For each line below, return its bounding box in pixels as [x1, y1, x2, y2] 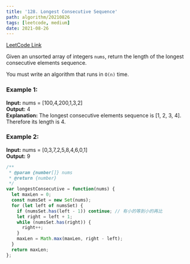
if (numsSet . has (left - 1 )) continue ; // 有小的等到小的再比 [17, 208, 163, 214]
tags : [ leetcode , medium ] [6, 20, 70, 26]
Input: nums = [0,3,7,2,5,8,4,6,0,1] [6, 146, 88, 153]
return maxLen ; [11, 247, 49, 253]
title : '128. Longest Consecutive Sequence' [6, 8, 118, 15]
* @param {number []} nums [8, 170, 73, 176]
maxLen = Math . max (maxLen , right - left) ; [17, 236, 123, 242]
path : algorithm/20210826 [6, 14, 70, 20]
